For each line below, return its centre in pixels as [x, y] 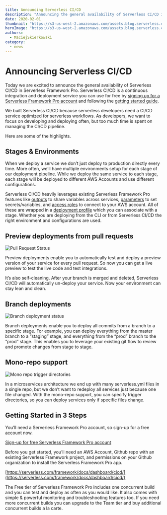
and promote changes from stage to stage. [49, 347]
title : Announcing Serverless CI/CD [43, 10]
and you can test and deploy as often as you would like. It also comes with [81, 492]
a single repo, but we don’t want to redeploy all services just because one [81, 389]
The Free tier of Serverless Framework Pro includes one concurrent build [80, 487]
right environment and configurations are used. [53, 221]
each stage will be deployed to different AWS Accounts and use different [80, 179]
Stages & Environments [42, 151]
